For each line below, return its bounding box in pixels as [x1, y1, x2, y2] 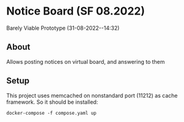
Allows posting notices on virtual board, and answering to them [6, 58, 165, 65]
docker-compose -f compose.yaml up [6, 110, 97, 116]
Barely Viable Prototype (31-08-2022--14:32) [6, 24, 120, 32]
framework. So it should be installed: [6, 98, 99, 106]
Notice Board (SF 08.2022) [6, 4, 145, 18]
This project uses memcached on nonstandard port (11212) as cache [6, 92, 178, 99]
